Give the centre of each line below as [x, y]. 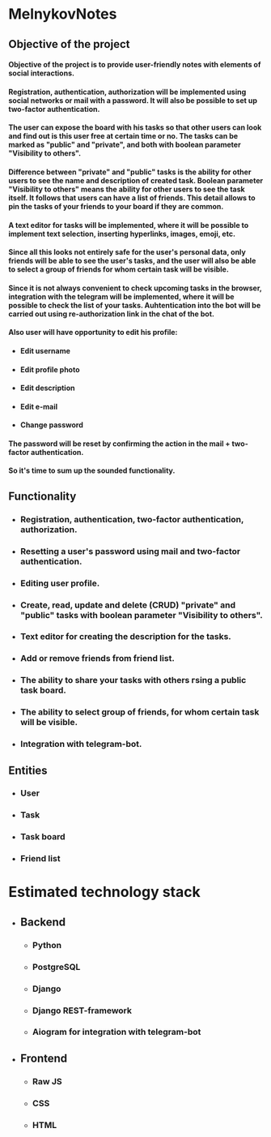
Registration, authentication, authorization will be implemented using [127, 92]
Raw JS [47, 1081]
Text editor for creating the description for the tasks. [126, 637]
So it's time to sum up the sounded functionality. [92, 470]
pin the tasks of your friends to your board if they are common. [116, 206]
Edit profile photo [50, 369]
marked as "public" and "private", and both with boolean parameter [125, 145]
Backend [43, 922]
